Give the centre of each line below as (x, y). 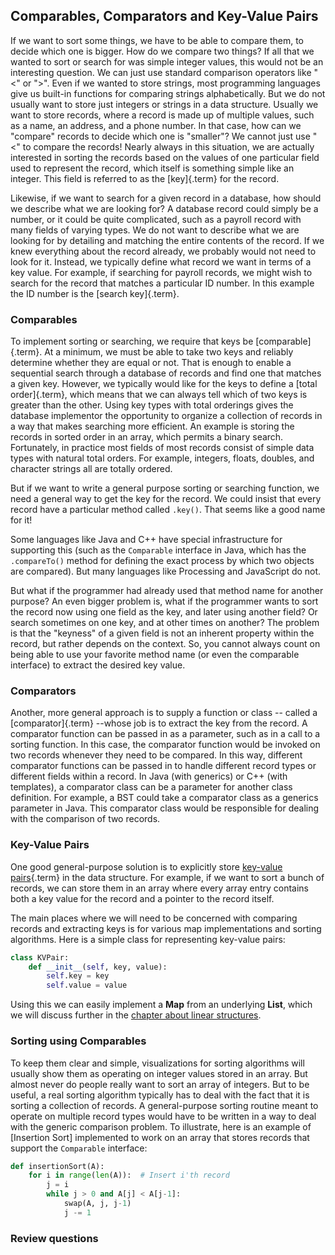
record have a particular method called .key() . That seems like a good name (168, 510)
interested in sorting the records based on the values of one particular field (165, 157)
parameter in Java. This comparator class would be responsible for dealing (165, 808)
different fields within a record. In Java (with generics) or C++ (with (149, 776)
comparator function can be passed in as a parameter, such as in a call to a (165, 734)
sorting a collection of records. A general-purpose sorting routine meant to (164, 1105)
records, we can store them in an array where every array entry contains (160, 888)
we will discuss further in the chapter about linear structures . (136, 1015)
